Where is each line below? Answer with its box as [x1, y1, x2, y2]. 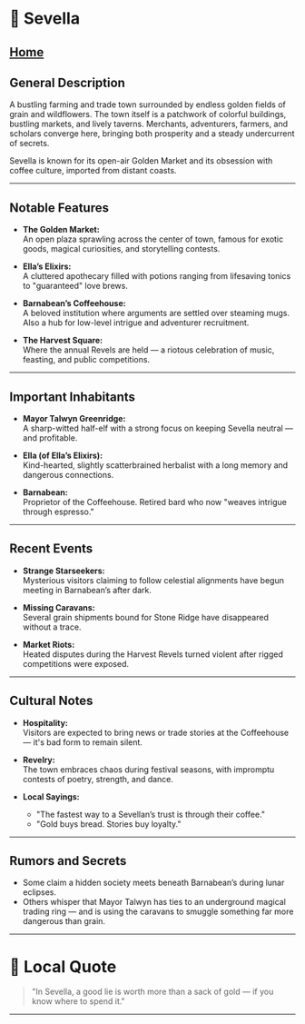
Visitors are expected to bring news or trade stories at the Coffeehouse [22, 727, 289, 738]
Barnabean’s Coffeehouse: [22, 298, 126, 309]
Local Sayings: [22, 790, 80, 802]
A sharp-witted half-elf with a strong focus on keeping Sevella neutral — [22, 423, 293, 434]
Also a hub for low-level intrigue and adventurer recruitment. [22, 317, 250, 328]
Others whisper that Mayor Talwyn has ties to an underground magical [22, 897, 286, 908]
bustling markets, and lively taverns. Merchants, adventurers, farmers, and [9, 118, 289, 130]
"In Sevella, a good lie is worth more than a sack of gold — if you [31, 986, 274, 998]
